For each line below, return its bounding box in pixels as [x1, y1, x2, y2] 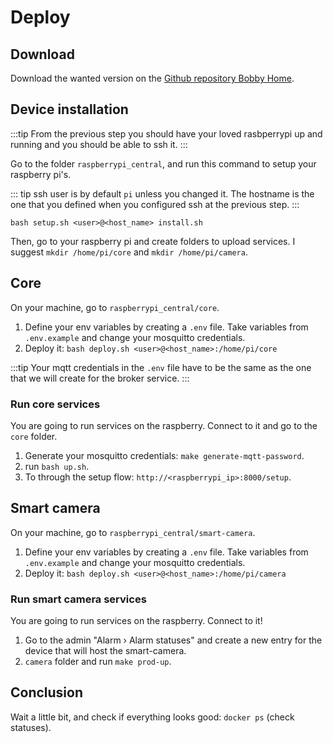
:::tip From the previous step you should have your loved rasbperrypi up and [10, 127, 323, 140]
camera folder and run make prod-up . [24, 656, 172, 668]
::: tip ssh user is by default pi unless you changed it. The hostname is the [10, 187, 315, 200]
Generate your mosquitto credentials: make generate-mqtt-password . [24, 449, 305, 461]
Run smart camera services [10, 592, 147, 606]
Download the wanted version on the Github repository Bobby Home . [10, 72, 295, 84]
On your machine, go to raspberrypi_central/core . [10, 301, 220, 313]
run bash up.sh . [24, 460, 90, 472]
